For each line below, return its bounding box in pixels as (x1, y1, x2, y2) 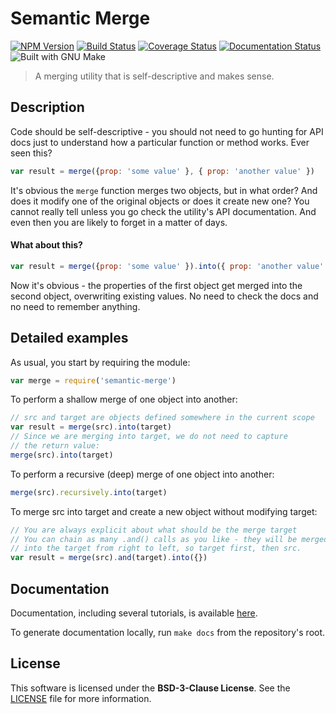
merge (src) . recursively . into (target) (10, 487, 168, 497)
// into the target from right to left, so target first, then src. (10, 543, 302, 554)
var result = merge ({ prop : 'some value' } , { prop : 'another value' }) (10, 166, 315, 176)
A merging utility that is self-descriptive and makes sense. (34, 70, 275, 82)
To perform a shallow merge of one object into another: (10, 393, 238, 406)
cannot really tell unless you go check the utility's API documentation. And (10, 205, 317, 217)
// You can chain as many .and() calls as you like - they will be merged (10, 534, 329, 544)
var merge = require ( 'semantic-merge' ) (10, 375, 177, 386)
